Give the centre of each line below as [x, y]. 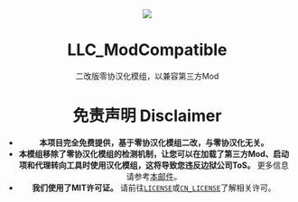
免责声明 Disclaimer [147, 116]
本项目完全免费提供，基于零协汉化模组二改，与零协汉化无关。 [154, 142]
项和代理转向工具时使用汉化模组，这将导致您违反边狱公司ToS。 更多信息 [154, 165]
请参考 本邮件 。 [154, 176]
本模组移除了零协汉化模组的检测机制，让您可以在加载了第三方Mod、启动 [154, 153]
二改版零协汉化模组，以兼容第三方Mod [147, 76]
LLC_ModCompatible [147, 50]
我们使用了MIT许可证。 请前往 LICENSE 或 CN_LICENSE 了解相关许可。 [154, 188]
